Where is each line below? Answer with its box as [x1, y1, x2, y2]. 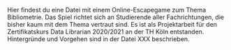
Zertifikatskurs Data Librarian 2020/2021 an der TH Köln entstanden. [7, 27, 204, 36]
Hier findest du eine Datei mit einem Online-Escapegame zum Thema [7, 6, 207, 14]
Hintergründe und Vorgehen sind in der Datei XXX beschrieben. [7, 35, 190, 43]
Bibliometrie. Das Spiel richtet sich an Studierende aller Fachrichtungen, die [7, 13, 225, 21]
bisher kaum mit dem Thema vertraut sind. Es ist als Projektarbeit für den [7, 21, 218, 28]
